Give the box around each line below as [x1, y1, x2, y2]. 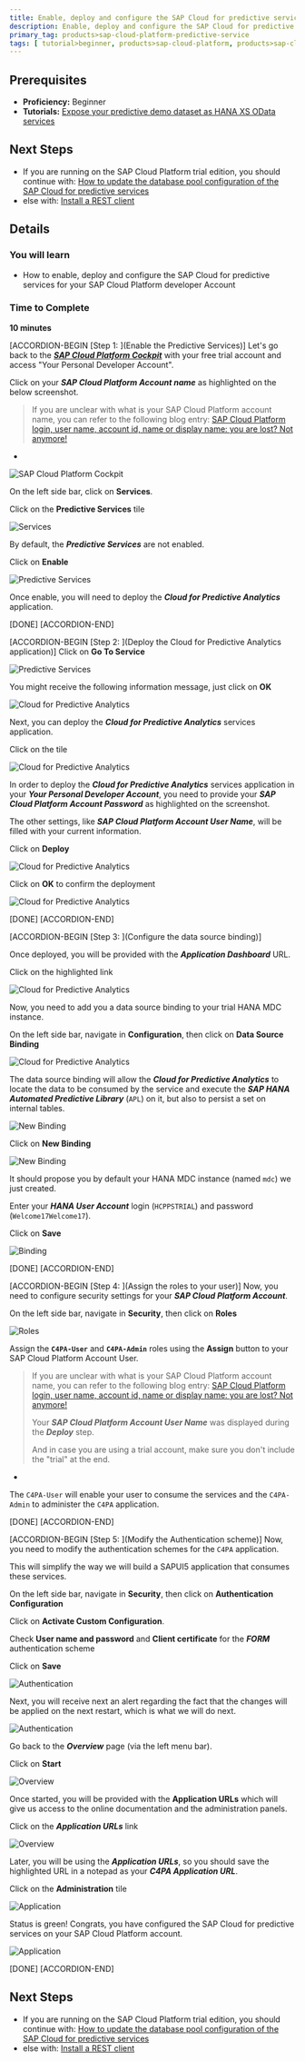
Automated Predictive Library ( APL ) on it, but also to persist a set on [9, 1092, 266, 1104]
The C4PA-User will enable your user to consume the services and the [9, 1489, 268, 1499]
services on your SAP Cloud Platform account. [9, 1928, 183, 1938]
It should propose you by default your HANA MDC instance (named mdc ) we [9, 1173, 292, 1184]
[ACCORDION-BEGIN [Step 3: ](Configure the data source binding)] [9, 931, 262, 941]
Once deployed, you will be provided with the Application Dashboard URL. [9, 949, 291, 960]
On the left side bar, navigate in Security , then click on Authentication [9, 1588, 274, 1599]
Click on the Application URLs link [9, 1820, 139, 1831]
